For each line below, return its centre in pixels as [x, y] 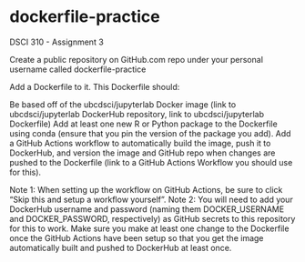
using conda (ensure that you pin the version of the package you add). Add [150, 133]
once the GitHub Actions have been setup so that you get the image [137, 237]
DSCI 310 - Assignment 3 [57, 42]
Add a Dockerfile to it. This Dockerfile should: [95, 86]
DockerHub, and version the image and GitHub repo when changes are [142, 153]
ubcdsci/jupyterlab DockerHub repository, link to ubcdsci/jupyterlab [137, 114]
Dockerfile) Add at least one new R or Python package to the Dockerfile [143, 124]
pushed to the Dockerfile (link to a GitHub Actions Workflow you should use [151, 162]
